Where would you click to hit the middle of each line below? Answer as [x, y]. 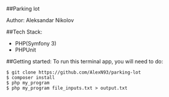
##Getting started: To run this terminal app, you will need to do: [85, 61]
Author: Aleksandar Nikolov [40, 20]
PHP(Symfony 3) [36, 43]
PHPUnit [25, 50]
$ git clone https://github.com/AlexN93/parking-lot [74, 72]
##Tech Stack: [24, 32]
